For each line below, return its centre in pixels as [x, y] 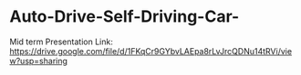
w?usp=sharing [39, 61]
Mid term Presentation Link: [62, 42]
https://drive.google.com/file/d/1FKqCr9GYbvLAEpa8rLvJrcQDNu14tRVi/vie [151, 51]
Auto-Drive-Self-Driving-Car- [125, 17]
